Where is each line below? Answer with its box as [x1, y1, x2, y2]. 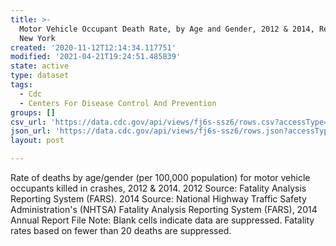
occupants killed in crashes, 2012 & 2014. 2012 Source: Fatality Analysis [10, 182, 307, 194]
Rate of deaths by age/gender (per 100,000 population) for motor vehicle [10, 172, 311, 183]
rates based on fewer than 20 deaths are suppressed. [10, 225, 232, 236]
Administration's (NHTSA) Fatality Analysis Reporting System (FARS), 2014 [10, 204, 318, 215]
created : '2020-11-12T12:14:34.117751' [10, 42, 177, 53]
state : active [10, 61, 70, 71]
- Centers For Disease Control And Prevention [19, 98, 217, 108]
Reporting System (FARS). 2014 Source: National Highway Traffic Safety [10, 193, 307, 205]
